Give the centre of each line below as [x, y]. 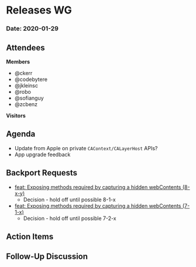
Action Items [30, 236]
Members [18, 62]
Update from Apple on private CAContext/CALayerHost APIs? [86, 148]
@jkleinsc [26, 85]
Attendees [25, 48]
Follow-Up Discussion [47, 257]
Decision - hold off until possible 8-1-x [69, 200]
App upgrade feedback [42, 154]
